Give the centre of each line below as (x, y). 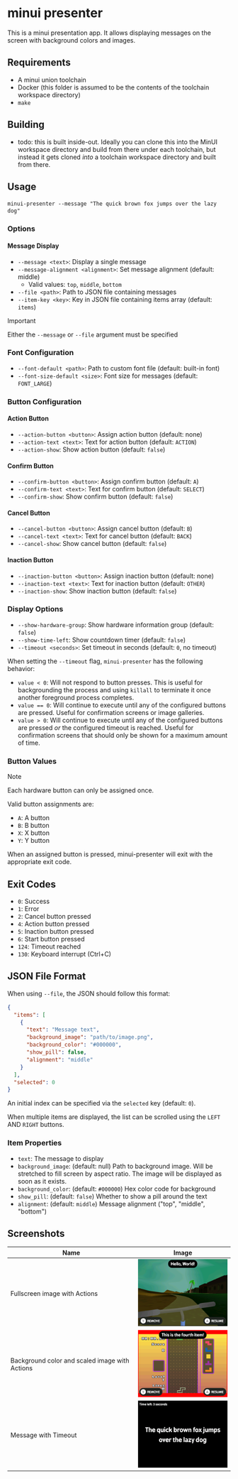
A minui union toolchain (52, 80)
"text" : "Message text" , (63, 1030)
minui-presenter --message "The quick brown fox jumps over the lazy (112, 204)
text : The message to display (61, 1158)
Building (26, 125)
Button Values (32, 761)
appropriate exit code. (40, 862)
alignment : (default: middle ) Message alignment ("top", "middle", (111, 1204)
